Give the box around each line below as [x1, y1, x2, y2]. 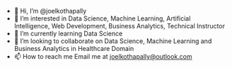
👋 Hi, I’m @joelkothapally [13, 7, 87, 15]
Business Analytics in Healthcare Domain [13, 45, 134, 52]
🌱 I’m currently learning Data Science [13, 29, 123, 38]
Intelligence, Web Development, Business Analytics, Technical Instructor [13, 22, 225, 30]
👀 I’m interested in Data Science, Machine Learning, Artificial [13, 14, 191, 23]
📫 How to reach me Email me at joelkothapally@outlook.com [13, 52, 192, 60]
